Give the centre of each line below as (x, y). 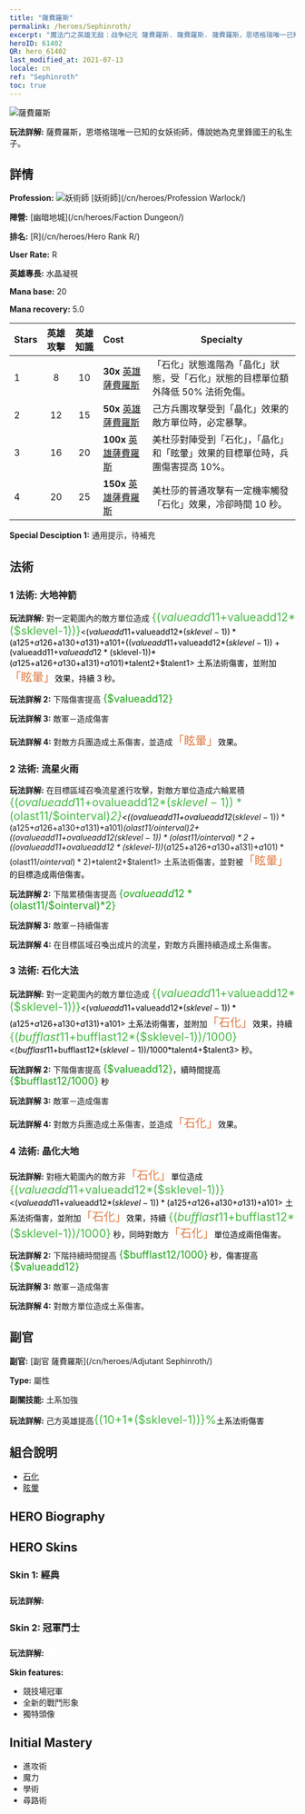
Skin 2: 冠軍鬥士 (44, 1628)
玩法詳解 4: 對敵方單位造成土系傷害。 (79, 1306)
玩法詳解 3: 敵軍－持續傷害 (59, 926)
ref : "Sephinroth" (44, 77)
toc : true (28, 85)
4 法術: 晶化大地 (44, 1151)
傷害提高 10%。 (196, 467)
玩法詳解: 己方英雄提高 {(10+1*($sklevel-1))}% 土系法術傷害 (137, 1420)
